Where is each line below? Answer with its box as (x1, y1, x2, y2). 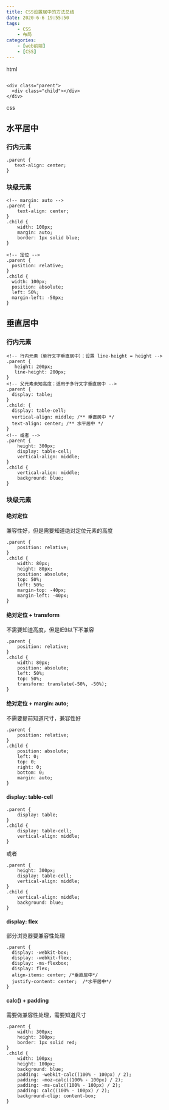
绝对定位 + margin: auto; (6, 700, 69, 707)
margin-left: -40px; (17, 593, 69, 599)
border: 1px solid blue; (17, 234, 80, 241)
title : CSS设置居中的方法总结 (6, 9, 75, 15)
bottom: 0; (17, 769, 45, 776)
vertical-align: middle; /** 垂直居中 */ (12, 414, 114, 420)
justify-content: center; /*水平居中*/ (12, 979, 112, 985)
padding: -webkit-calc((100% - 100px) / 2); (17, 1072, 132, 1078)
